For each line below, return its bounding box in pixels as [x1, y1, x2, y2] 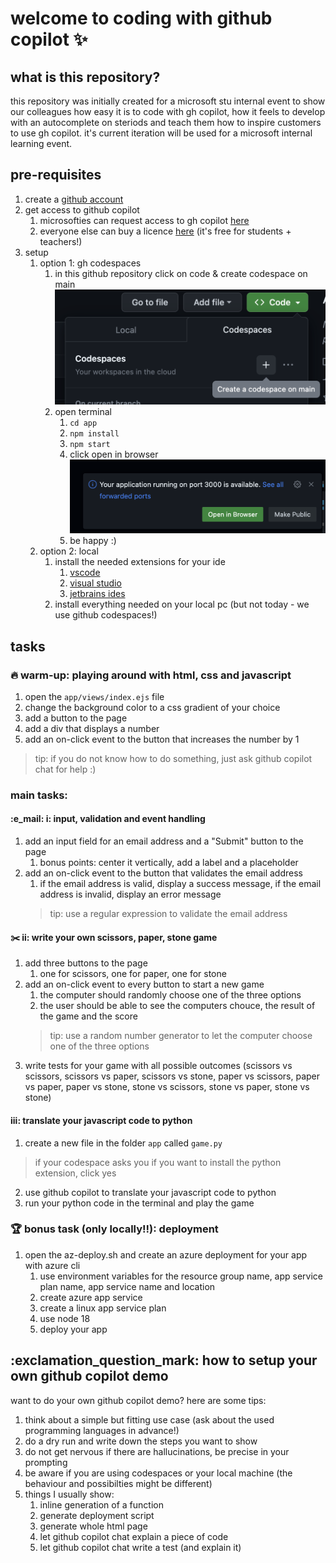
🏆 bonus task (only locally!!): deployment [10, 1222, 219, 1236]
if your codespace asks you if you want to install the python [34, 1156, 282, 1168]
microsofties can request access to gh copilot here [39, 214, 250, 226]
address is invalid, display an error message [39, 888, 222, 901]
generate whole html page [39, 1520, 148, 1532]
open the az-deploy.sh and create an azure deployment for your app [24, 1248, 308, 1261]
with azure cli [24, 1259, 81, 1271]
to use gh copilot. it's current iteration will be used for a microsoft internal [10, 127, 313, 139]
